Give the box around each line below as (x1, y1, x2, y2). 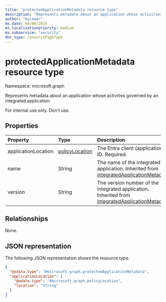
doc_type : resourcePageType (5, 35, 63, 40)
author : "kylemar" (5, 16, 43, 21)
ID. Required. (97, 151, 127, 158)
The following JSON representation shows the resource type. (5, 255, 130, 261)
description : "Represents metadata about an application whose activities (5, 12, 163, 17)
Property (7, 136, 29, 143)
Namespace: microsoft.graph (5, 83, 65, 89)
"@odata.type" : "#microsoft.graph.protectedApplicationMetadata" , (9, 269, 149, 274)
